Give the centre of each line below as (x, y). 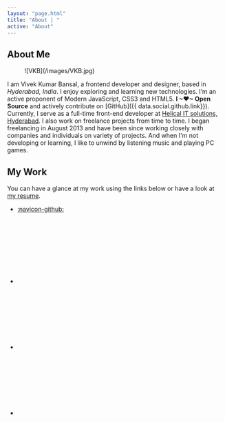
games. (18, 150)
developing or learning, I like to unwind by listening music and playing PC (111, 143)
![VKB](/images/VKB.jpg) (60, 71)
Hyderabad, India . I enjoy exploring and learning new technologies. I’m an (112, 92)
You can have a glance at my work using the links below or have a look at (111, 188)
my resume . (24, 196)
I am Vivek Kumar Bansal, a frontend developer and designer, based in (107, 84)
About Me (29, 54)
